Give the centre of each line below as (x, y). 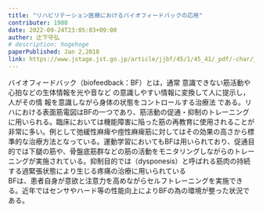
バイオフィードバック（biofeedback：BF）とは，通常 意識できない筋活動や (130, 82)
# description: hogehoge (49, 45)
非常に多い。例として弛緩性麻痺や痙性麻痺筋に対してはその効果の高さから (128, 131)
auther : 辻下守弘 (34, 37)
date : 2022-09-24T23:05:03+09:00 (63, 30)
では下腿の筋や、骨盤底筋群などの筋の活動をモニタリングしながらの (124, 151)
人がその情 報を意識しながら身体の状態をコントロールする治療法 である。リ (130, 102)
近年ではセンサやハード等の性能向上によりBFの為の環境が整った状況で (136, 190)
